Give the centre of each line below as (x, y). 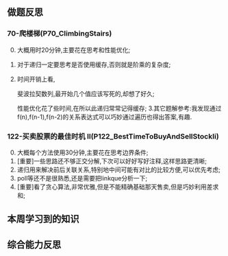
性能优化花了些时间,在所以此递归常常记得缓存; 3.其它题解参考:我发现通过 (119, 108)
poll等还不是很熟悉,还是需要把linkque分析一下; (82, 178)
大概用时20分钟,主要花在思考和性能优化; (74, 49)
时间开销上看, (36, 79)
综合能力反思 (34, 245)
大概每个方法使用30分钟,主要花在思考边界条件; (83, 152)
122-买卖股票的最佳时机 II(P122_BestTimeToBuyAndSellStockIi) (113, 136)
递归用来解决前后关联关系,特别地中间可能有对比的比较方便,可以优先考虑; (119, 170)
